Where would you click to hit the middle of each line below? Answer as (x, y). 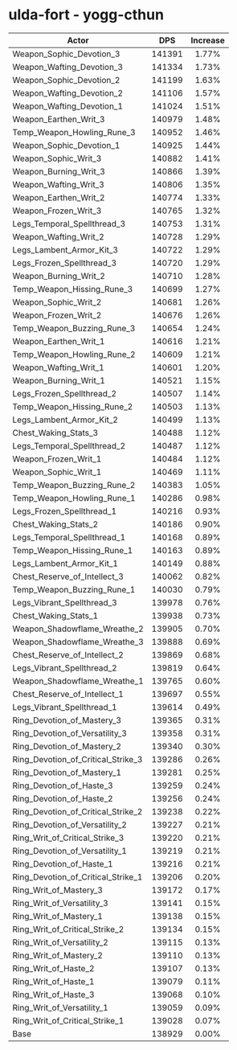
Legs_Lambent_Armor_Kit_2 (65, 420)
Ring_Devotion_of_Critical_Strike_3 (78, 759)
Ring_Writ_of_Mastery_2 (57, 955)
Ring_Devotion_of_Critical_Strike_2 (78, 811)
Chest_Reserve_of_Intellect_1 (68, 694)
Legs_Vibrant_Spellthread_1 (65, 707)
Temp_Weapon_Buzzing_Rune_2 (74, 485)
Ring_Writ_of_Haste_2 (53, 968)
